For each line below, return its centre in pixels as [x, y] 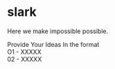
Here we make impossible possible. [58, 31]
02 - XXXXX [25, 59]
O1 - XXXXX [24, 52]
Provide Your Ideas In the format [53, 44]
